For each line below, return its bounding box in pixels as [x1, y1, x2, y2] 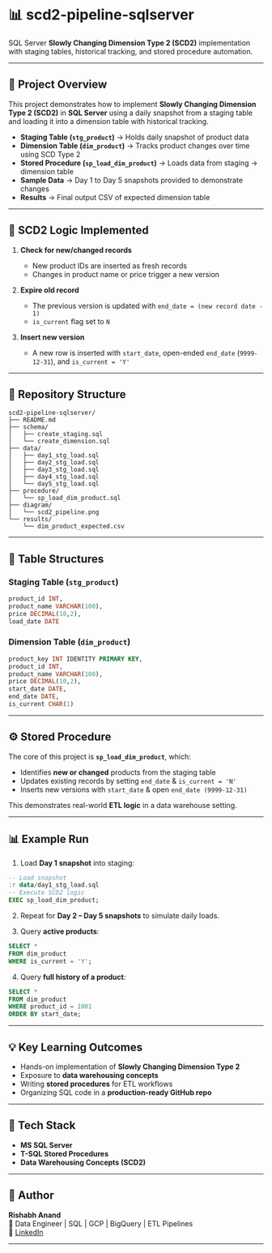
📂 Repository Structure [8, 387, 126, 401]
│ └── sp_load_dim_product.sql [8, 494, 121, 502]
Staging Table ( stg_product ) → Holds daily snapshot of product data [19, 132, 249, 142]
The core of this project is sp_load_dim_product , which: [8, 751, 192, 761]
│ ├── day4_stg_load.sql [8, 473, 100, 481]
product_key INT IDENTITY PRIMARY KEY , [8, 655, 143, 663]
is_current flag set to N [32, 316, 111, 326]
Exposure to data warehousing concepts [19, 1071, 159, 1080]
